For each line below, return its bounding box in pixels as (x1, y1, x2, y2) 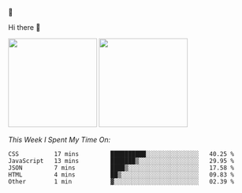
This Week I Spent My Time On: (8, 135, 111, 144)
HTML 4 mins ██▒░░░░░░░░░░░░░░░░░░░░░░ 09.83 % (8, 171, 235, 179)
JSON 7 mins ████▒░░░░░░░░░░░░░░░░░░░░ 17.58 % (8, 164, 235, 172)
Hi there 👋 (8, 23, 41, 32)
